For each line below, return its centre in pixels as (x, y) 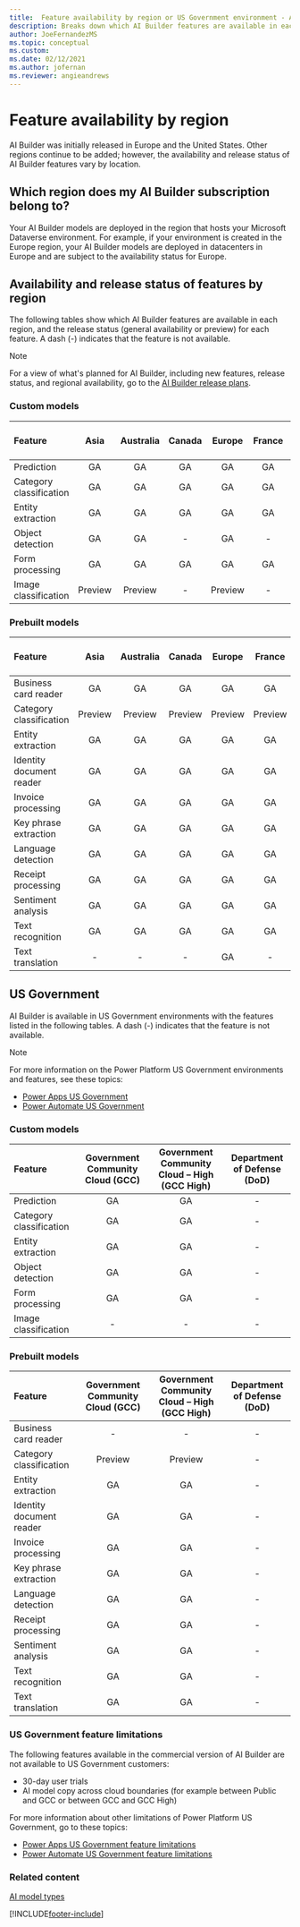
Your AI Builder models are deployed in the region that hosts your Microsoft (148, 227)
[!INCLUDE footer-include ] (57, 1914)
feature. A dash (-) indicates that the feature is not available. (120, 339)
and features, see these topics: (66, 1079)
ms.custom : (29, 51)
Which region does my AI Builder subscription (140, 192)
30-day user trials (55, 1781)
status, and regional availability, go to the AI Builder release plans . (130, 383)
